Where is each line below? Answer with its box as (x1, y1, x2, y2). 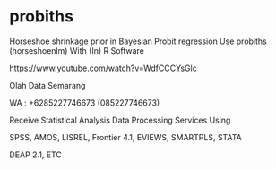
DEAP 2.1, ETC (9, 149, 63, 160)
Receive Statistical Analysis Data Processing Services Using (9, 114, 231, 125)
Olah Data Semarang (9, 80, 86, 90)
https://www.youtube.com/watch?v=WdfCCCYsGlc (9, 63, 197, 73)
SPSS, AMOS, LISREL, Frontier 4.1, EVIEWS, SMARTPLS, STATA (9, 131, 242, 142)
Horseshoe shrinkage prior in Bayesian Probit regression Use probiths (9, 36, 267, 46)
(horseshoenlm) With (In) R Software (9, 45, 145, 55)
